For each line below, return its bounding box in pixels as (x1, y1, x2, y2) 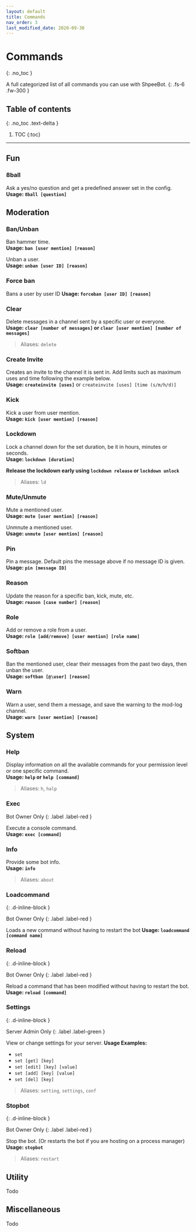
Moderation (6, 207, 50, 217)
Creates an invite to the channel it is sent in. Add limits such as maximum (6, 368, 181, 376)
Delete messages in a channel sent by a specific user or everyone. (6, 318, 166, 325)
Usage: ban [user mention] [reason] (6, 244, 96, 252)
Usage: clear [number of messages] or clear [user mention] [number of (6, 324, 182, 331)
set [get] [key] (14, 1058, 54, 1064)
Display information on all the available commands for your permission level (6, 761, 188, 768)
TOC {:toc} (14, 131, 41, 138)
